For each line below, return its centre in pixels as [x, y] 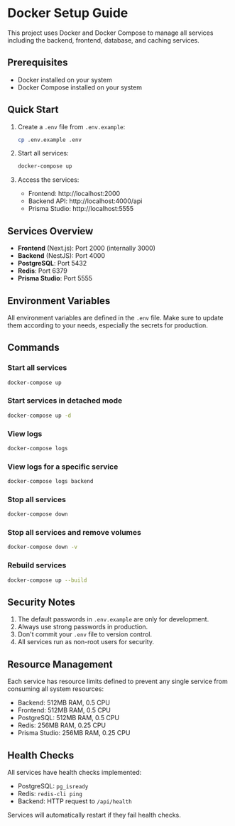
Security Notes [42, 602]
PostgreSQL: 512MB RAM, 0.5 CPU [68, 718]
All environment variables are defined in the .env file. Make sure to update [115, 317]
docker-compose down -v [43, 547]
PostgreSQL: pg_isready [53, 786]
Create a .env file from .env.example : [71, 126]
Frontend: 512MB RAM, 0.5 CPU [64, 710]
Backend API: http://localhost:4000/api [85, 201]
